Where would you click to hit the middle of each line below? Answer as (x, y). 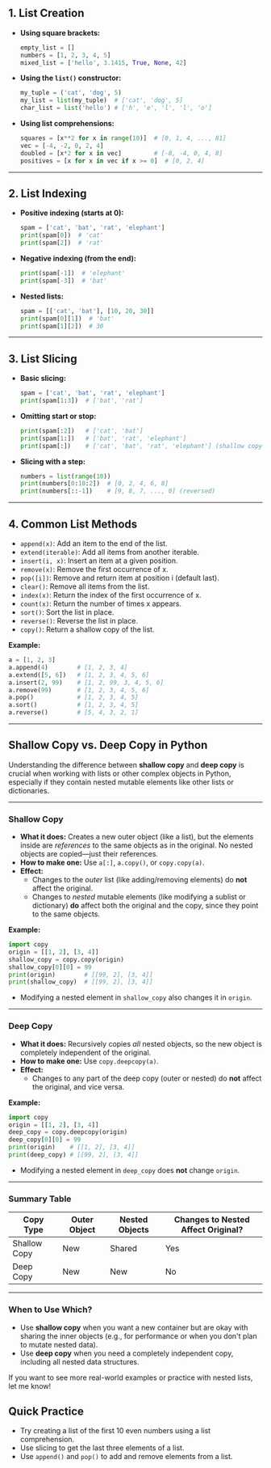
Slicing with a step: (53, 461)
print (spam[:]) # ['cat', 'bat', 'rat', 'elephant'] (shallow (132, 446)
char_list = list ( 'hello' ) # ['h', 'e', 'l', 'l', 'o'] (116, 108)
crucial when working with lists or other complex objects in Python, (120, 773)
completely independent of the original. (85, 1052)
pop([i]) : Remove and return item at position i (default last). (119, 578)
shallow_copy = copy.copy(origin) (67, 959)
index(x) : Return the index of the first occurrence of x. (110, 595)
